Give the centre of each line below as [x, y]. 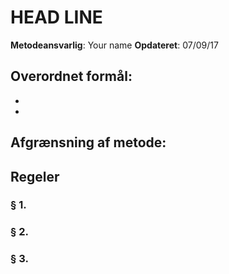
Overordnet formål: [71, 76]
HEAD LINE [56, 17]
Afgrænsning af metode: [88, 142]
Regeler [35, 176]
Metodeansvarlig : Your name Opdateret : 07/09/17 [114, 45]
